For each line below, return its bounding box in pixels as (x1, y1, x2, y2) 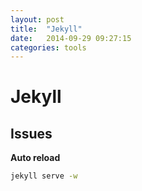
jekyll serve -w (10, 171, 78, 181)
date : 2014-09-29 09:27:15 (10, 33, 132, 43)
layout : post (10, 14, 65, 25)
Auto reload (10, 152, 61, 164)
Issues (10, 125, 53, 142)
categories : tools (10, 42, 87, 53)
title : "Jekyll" (10, 24, 83, 34)
